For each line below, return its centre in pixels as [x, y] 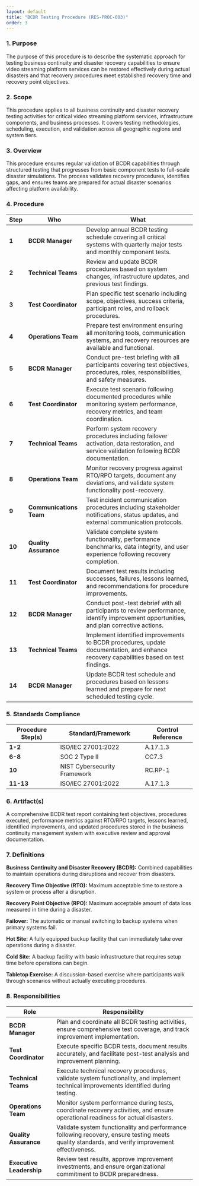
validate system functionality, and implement [118, 1078]
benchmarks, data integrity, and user [137, 546]
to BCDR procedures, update [126, 642]
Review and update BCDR [122, 261]
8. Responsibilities [33, 997]
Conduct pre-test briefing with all [133, 357]
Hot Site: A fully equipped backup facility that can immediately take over [95, 939]
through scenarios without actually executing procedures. [76, 981]
